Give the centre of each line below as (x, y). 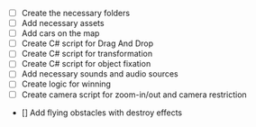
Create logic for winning (66, 84)
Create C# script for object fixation (86, 64)
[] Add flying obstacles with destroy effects (102, 113)
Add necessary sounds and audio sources (100, 74)
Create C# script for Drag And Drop (87, 43)
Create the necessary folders (76, 13)
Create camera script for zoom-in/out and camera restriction (134, 95)
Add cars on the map (60, 33)
